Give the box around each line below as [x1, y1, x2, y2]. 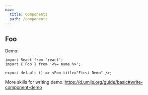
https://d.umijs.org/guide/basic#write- [64, 79, 143, 85]
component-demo [5, 85, 42, 91]
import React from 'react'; [5, 57, 64, 62]
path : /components [9, 16, 48, 21]
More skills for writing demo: [5, 79, 64, 85]
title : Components [9, 12, 48, 17]
